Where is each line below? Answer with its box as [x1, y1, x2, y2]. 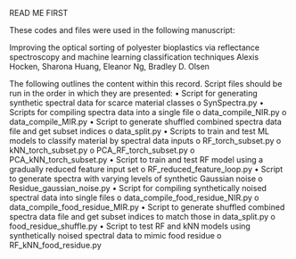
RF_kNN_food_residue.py [9, 240, 103, 250]
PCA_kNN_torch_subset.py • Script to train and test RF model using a [9, 155, 264, 164]
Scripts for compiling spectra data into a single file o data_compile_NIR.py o [9, 107, 287, 117]
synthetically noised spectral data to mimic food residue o [9, 230, 222, 240]
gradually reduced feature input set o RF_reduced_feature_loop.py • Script [9, 164, 284, 174]
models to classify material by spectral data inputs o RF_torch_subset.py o [9, 136, 282, 146]
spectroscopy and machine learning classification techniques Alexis [9, 52, 259, 62]
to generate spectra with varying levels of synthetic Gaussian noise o [9, 173, 263, 184]
